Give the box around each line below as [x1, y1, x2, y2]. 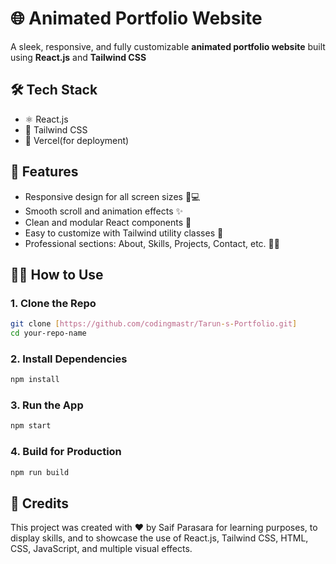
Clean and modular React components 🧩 [24, 216, 192, 228]
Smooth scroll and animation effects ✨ [24, 205, 184, 217]
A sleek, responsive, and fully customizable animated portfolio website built [10, 40, 326, 52]
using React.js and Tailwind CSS [10, 51, 147, 63]
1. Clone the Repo [10, 296, 97, 310]
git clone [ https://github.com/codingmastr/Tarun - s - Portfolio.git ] [10, 319, 298, 329]
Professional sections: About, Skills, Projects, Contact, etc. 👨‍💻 [24, 237, 280, 249]
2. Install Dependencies [10, 352, 128, 366]
